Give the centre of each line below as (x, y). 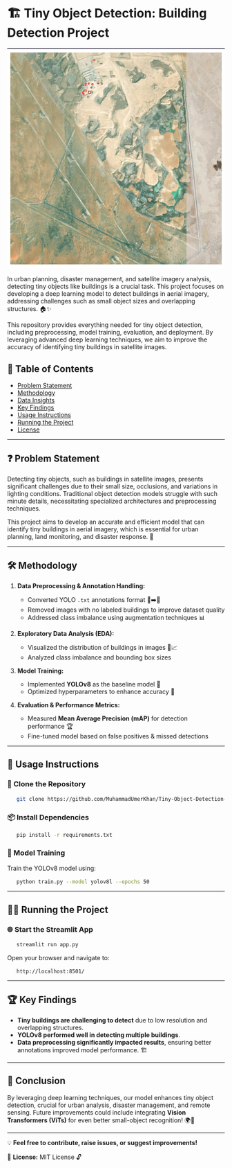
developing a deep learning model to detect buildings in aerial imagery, (108, 294)
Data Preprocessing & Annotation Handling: (81, 585)
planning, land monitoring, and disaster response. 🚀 (80, 536)
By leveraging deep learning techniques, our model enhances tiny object (110, 1097)
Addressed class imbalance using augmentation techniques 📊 (116, 617)
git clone (30, 799)
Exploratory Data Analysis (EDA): (66, 633)
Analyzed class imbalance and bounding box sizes (99, 657)
